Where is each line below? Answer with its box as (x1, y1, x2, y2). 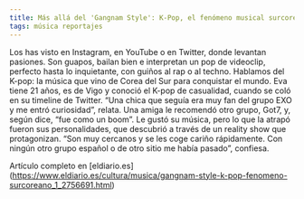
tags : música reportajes (9, 22, 103, 31)
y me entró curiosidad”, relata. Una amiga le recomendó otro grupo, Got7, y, (9, 104, 291, 115)
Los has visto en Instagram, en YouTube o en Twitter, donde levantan (9, 46, 267, 57)
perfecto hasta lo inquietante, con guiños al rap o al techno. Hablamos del (9, 65, 285, 77)
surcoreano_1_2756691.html (9, 179, 112, 190)
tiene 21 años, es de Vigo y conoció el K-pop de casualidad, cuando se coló (9, 85, 291, 96)
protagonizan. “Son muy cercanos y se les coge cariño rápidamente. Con (9, 133, 283, 144)
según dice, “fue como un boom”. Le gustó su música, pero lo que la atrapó (9, 114, 291, 125)
